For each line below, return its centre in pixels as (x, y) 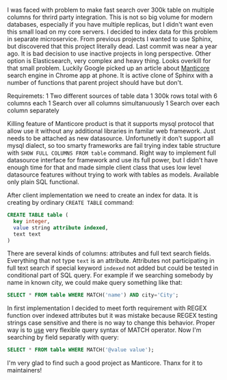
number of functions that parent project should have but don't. (95, 83)
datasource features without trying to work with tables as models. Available (113, 175)
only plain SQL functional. (43, 182)
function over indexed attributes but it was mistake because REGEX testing (112, 316)
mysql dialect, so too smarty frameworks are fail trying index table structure (114, 145)
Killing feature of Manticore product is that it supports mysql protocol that (110, 124)
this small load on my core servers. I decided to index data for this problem (112, 31)
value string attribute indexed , (61, 228)
